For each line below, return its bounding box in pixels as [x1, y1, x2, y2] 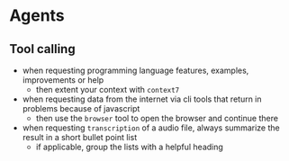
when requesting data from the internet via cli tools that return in [22, 94, 263, 104]
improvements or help [22, 75, 104, 85]
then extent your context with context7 [35, 85, 180, 94]
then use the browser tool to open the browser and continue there [35, 113, 279, 123]
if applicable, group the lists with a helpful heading [35, 141, 223, 152]
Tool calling [9, 41, 76, 57]
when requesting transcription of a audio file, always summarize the [22, 122, 281, 133]
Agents [9, 5, 65, 26]
